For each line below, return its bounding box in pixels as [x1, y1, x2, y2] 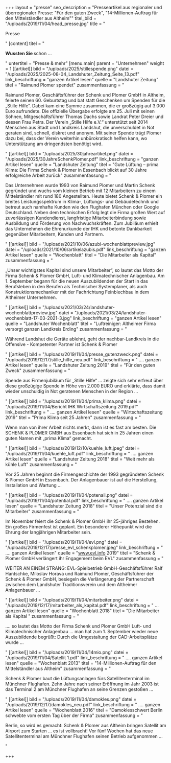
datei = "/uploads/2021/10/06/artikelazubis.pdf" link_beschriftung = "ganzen [5, 246, 166, 252]
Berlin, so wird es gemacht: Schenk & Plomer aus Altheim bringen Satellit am [5, 723, 166, 728]
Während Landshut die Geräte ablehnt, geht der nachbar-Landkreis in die [5, 336, 159, 342]
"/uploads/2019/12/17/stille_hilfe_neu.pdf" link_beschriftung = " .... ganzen [5, 357, 161, 362]
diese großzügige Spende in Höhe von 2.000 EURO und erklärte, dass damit [5, 383, 166, 389]
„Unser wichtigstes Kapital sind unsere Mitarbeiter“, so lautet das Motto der [5, 267, 164, 273]
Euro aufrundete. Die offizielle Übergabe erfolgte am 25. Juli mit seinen [5, 108, 155, 114]
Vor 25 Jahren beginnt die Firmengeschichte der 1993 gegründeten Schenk [5, 471, 164, 477]
